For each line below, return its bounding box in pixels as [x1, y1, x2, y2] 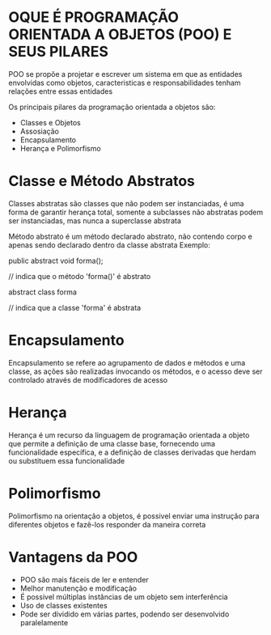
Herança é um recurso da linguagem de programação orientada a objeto [8, 430, 250, 440]
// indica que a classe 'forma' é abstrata [8, 303, 142, 312]
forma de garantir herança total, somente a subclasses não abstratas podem [8, 207, 264, 217]
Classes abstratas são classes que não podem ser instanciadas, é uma [8, 198, 244, 208]
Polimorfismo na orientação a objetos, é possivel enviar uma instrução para [8, 510, 260, 521]
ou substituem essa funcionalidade [8, 455, 125, 465]
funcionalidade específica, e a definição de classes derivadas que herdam [8, 447, 256, 457]
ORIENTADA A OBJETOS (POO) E [8, 25, 232, 44]
